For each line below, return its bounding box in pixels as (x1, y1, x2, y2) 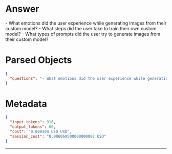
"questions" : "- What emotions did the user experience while (10, 76, 145, 81)
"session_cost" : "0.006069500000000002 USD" (10, 134, 106, 139)
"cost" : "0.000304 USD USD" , (10, 129, 72, 135)
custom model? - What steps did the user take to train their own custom (5, 25, 157, 31)
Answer (5, 3, 39, 15)
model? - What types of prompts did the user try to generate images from (5, 31, 161, 37)
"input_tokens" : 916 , (10, 120, 56, 125)
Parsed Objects (5, 54, 72, 66)
